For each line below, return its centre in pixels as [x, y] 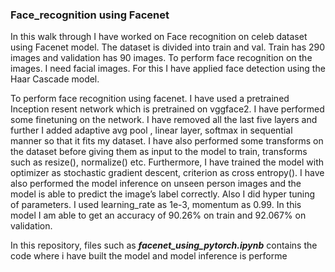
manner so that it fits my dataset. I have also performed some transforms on [167, 141]
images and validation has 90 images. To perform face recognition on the [161, 58]
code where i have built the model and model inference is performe [149, 256]
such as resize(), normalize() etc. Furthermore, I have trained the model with [167, 162]
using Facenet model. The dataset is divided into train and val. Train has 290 [168, 47]
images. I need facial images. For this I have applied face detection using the [168, 69]
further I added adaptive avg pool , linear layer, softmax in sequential [151, 130]
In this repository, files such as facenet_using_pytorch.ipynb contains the [164, 245]
